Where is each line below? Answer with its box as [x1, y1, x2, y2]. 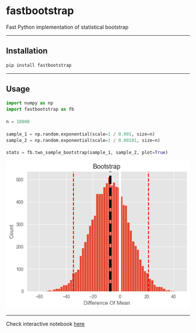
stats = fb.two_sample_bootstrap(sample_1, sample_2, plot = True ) [6, 149, 168, 156]
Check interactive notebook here [6, 321, 85, 328]
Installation [6, 46, 48, 56]
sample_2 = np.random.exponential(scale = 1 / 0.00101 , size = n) [6, 137, 160, 143]
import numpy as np [6, 100, 54, 106]
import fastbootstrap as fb [6, 107, 75, 113]
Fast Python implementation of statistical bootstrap [6, 23, 129, 30]
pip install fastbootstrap [6, 62, 72, 68]
